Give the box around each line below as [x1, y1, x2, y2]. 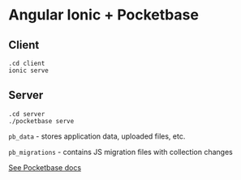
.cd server [8, 109, 45, 118]
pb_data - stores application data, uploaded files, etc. [8, 131, 186, 141]
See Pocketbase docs [8, 162, 82, 172]
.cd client [8, 59, 45, 67]
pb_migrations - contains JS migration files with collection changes [8, 147, 233, 156]
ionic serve [8, 66, 49, 75]
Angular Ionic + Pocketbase [8, 6, 199, 24]
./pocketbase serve [8, 117, 75, 125]
